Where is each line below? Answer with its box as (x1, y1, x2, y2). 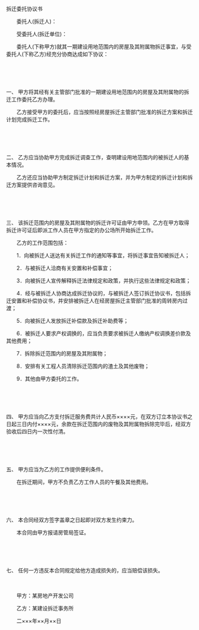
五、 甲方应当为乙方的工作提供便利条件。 (6, 466, 107, 472)
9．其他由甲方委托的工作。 (16, 375, 82, 382)
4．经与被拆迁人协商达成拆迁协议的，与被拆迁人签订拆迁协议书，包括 (16, 290, 187, 297)
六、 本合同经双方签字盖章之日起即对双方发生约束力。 (6, 516, 137, 523)
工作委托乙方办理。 (11, 96, 58, 103)
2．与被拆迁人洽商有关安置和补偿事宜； (16, 264, 114, 272)
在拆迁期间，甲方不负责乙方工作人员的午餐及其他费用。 (16, 478, 152, 486)
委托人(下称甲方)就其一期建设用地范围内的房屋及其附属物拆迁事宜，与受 (16, 43, 192, 50)
